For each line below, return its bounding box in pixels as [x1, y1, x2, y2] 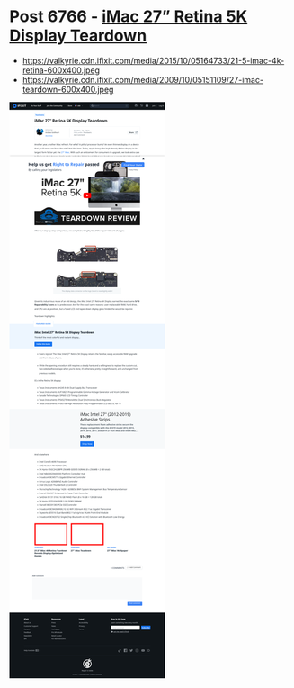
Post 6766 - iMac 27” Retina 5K [9, 6, 248, 27]
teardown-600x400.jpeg [22, 84, 114, 95]
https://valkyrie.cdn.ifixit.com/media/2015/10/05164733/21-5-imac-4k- [22, 55, 285, 66]
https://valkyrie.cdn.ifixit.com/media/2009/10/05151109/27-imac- [22, 74, 263, 85]
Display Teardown [9, 25, 147, 46]
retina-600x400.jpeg [22, 65, 101, 76]
